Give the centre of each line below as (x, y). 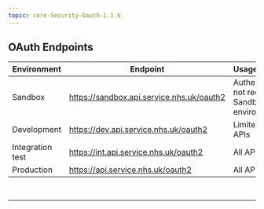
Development (37, 130)
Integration (32, 148)
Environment (37, 69)
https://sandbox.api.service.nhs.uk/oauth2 (147, 97)
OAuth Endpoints (51, 48)
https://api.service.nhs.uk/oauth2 (130, 170)
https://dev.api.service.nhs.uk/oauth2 (138, 130)
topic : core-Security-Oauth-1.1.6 (65, 15)
